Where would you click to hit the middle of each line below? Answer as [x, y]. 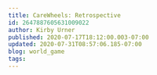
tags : [17, 59]
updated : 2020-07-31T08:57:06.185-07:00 [75, 45]
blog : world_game [37, 52]
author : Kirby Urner [42, 30]
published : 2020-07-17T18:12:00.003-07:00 [78, 37]
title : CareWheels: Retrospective [65, 15]
